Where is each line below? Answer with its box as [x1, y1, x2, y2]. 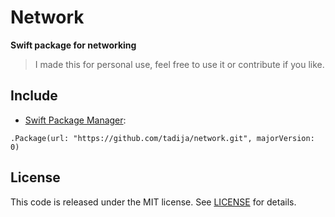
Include [10, 87, 58, 105]
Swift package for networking [10, 39, 137, 51]
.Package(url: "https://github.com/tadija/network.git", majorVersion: [10, 133, 315, 143]
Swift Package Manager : [24, 114, 127, 126]
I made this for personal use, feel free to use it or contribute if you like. [34, 58, 325, 70]
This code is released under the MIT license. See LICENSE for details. [10, 196, 297, 208]
